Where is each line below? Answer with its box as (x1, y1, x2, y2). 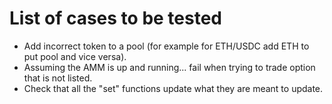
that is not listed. (23, 72, 93, 84)
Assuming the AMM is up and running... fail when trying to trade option (23, 61, 316, 73)
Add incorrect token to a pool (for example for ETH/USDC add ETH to (23, 40, 310, 52)
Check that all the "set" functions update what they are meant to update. (23, 82, 324, 94)
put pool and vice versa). (23, 50, 127, 62)
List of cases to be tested (9, 7, 223, 30)
